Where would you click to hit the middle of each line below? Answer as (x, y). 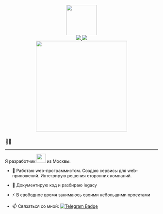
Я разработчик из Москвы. (38, 161)
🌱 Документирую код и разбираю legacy (54, 185)
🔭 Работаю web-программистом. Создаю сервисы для (69, 171)
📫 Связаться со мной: (35, 206)
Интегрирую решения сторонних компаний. (86, 176)
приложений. (26, 176)
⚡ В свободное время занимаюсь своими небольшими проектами (81, 195)
